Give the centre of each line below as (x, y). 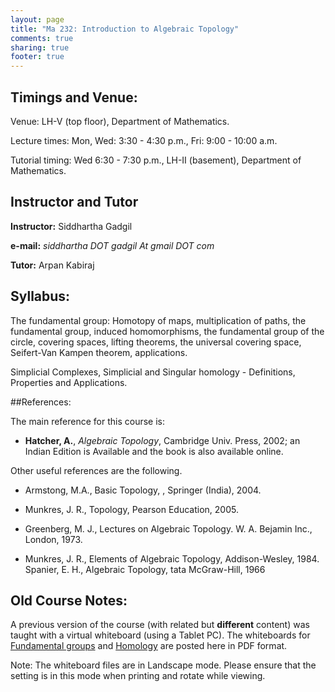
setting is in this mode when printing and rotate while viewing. (138, 676)
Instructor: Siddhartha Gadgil (71, 226)
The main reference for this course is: (88, 421)
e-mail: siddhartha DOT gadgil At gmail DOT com (112, 245)
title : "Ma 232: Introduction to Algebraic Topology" (125, 29)
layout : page (37, 19)
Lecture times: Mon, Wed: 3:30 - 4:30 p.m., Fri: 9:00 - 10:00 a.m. (144, 140)
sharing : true (40, 47)
